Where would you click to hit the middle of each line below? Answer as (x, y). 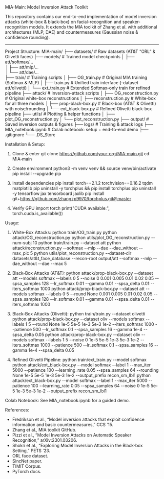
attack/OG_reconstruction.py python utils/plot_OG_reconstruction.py (81, 238)
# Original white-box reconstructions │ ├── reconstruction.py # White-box (81, 98)
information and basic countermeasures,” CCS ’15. (63, 425)
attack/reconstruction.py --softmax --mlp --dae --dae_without (75, 248)
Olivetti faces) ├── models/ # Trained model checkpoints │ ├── (70, 57)
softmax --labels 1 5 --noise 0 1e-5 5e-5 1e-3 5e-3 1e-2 (84, 340)
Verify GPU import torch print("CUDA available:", (61, 208)
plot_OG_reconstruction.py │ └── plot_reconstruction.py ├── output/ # (77, 119)
